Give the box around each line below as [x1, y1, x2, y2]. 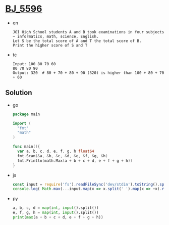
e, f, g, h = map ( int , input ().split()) [12, 210, 99, 215]
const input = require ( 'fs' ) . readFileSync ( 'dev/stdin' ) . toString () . [12, 182, 160, 187]
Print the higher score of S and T [12, 42, 88, 48]
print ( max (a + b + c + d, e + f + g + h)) [12, 215, 103, 220]
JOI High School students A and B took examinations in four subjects [12, 29, 164, 34]
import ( [12, 121, 31, 126]
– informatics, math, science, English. [12, 34, 99, 39]
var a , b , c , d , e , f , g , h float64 [17, 149, 94, 154]
